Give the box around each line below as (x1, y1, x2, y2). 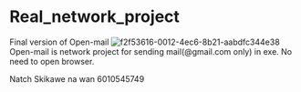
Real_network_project (9, 6, 181, 27)
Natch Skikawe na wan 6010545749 (9, 73, 145, 84)
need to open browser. (9, 56, 95, 66)
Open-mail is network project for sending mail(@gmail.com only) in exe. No (9, 46, 293, 56)
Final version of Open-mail (9, 36, 109, 47)
